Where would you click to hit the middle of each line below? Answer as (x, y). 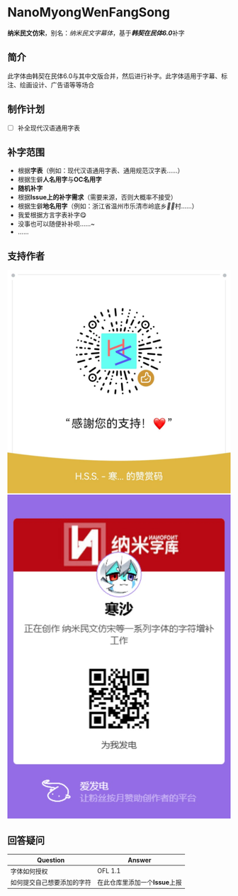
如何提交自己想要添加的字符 (51, 883)
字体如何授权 (29, 871)
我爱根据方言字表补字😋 (52, 215)
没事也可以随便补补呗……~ (56, 224)
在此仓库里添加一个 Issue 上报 (140, 883)
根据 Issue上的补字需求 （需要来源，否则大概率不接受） (97, 197)
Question (51, 860)
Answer (139, 860)
